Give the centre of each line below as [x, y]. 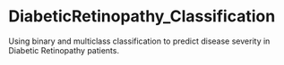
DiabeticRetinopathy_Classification [142, 16]
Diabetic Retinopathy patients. [64, 50]
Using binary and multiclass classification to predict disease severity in [139, 41]
